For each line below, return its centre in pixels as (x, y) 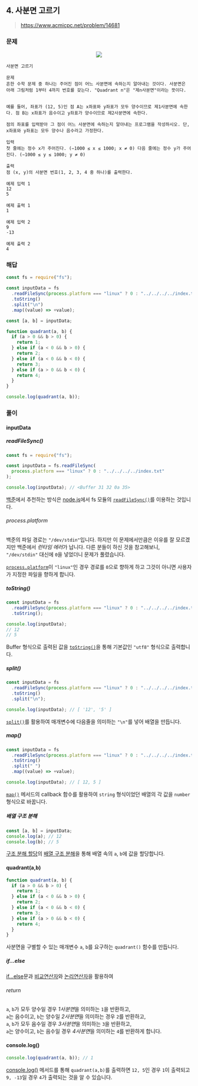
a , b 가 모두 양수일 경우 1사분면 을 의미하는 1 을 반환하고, (68, 1009)
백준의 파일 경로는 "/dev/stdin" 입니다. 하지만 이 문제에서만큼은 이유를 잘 (90, 540)
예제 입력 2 (18, 222)
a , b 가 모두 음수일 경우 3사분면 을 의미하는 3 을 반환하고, (69, 1024)
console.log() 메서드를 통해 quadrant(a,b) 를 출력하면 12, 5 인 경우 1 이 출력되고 (98, 1069)
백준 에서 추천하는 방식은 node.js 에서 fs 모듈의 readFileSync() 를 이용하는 (91, 499)
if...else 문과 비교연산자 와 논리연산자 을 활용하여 (60, 976)
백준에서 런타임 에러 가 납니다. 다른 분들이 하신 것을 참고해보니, (88, 547)
